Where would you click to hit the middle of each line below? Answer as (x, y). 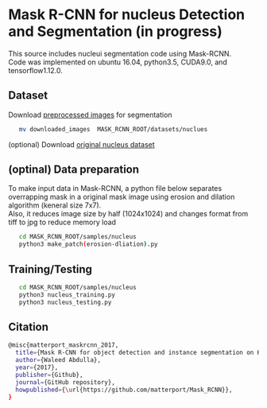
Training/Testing (50, 269)
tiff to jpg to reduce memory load (62, 222)
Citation (29, 327)
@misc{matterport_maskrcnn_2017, (64, 345)
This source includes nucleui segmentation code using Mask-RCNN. (120, 53)
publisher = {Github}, (49, 375)
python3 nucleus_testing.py (65, 302)
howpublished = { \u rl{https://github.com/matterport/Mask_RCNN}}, (124, 390)
